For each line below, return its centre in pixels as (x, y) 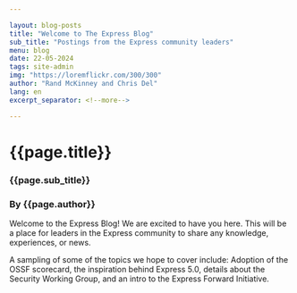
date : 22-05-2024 (42, 59)
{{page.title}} (60, 152)
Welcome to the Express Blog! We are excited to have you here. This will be (148, 223)
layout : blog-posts (46, 25)
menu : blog (30, 50)
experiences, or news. (50, 242)
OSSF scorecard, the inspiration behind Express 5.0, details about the (137, 269)
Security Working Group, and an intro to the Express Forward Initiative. (140, 279)
